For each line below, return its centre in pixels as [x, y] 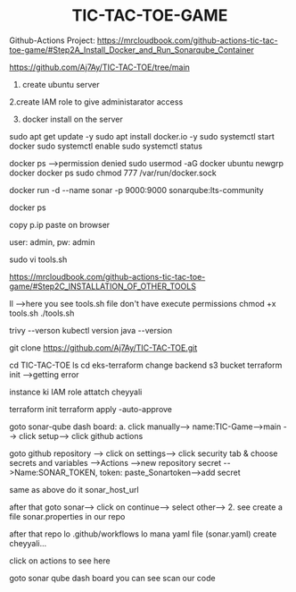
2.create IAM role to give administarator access [96, 101]
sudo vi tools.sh [38, 259]
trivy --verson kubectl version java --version [90, 330]
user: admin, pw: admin [52, 241]
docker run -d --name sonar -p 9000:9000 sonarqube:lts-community [137, 190]
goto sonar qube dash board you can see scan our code [112, 578]
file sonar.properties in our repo [67, 516]
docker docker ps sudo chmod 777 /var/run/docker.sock [113, 173]
